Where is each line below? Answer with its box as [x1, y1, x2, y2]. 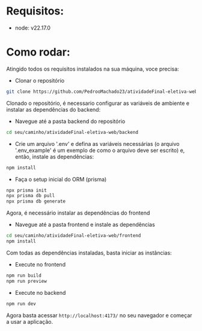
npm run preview [6, 278, 47, 284]
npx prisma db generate [6, 198, 66, 204]
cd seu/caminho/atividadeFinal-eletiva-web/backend [6, 129, 138, 135]
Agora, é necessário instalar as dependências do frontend [6, 209, 150, 216]
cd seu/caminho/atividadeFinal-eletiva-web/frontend [6, 233, 141, 239]
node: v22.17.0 [14, 24, 51, 31]
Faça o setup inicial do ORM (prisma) [14, 175, 107, 183]
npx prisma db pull [6, 193, 55, 199]
